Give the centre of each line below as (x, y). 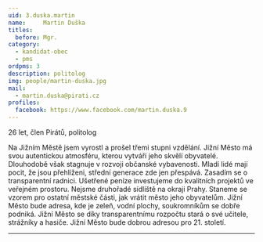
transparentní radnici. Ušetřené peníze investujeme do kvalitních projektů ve (131, 181)
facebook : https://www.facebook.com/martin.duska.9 (101, 110)
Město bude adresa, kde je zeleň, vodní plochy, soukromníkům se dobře (124, 206)
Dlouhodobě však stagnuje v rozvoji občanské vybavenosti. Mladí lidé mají (128, 164)
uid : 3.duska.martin (42, 15)
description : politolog (47, 74)
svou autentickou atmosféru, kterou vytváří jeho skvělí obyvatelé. (113, 156)
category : (24, 45)
